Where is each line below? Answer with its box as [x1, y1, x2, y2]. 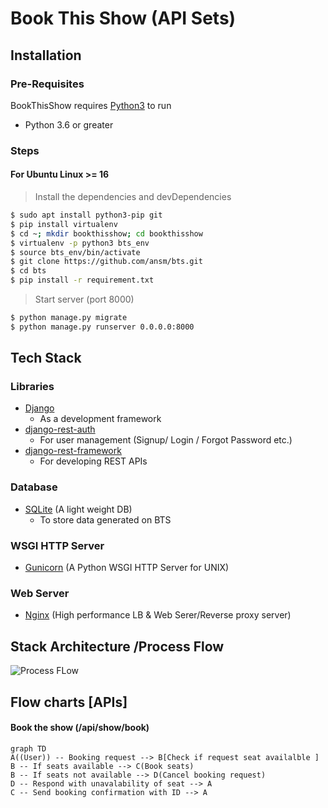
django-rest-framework [24, 445, 122, 457]
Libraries [10, 380, 55, 394]
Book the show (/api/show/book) [10, 722, 150, 734]
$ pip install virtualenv [10, 219, 118, 229]
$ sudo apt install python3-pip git [10, 210, 163, 220]
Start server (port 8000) [34, 293, 135, 305]
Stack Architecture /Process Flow [10, 638, 225, 655]
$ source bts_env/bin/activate [10, 247, 141, 257]
